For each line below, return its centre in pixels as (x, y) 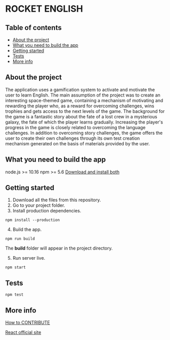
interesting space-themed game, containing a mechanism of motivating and (84, 100)
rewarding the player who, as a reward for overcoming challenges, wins (80, 106)
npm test (14, 295)
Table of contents (33, 28)
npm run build (20, 239)
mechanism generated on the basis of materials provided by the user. (78, 143)
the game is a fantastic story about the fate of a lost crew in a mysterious (81, 116)
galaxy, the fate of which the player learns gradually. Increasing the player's (84, 122)
